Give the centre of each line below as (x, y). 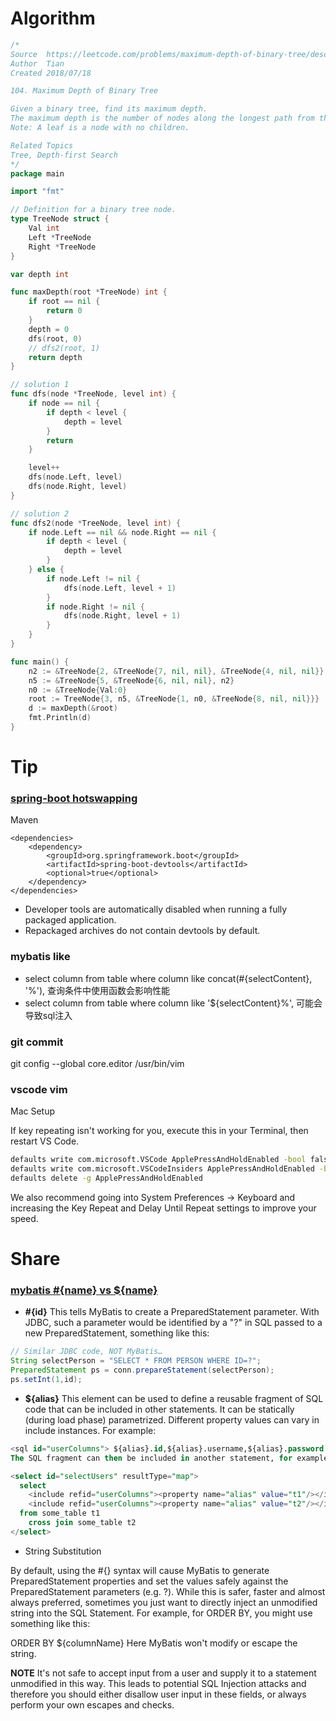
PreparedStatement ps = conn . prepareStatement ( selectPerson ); (142, 1370)
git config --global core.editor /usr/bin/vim (97, 1064)
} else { (46, 570)
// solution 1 (40, 385)
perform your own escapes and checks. (92, 1704)
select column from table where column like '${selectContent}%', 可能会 (173, 1003)
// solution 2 (40, 513)
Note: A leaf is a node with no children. (100, 128)
